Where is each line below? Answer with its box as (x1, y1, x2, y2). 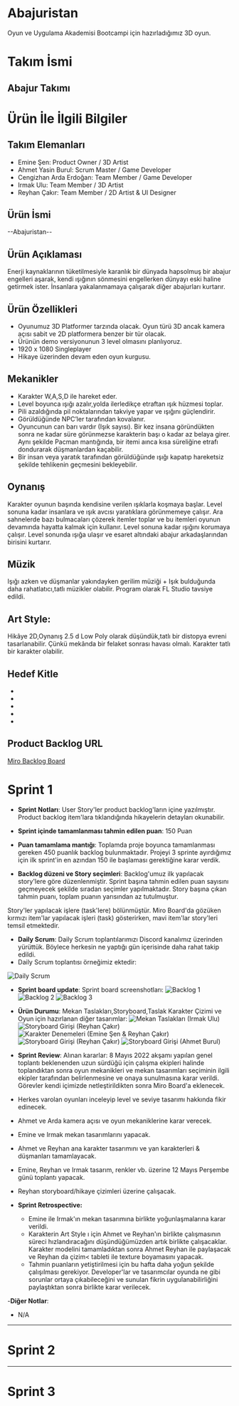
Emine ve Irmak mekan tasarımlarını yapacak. (17, 1130, 151, 1138)
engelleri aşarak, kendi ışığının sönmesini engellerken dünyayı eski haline (7, 275, 222, 283)
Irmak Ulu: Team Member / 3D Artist (17, 180, 124, 189)
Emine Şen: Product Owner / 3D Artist (17, 158, 129, 166)
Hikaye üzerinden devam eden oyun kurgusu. (17, 352, 152, 361)
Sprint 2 (7, 1342, 55, 1358)
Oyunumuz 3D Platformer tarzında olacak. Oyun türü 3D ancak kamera (17, 322, 225, 330)
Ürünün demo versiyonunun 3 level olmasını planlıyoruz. (17, 337, 183, 345)
